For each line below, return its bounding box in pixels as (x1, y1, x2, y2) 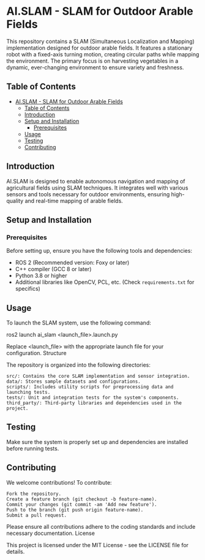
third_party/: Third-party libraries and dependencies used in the (6, 400, 182, 406)
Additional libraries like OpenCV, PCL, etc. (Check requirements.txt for (15, 278, 195, 286)
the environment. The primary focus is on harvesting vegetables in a (6, 57, 179, 64)
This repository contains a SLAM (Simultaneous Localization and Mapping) (6, 37, 195, 45)
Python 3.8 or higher (15, 272, 67, 280)
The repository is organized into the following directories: (6, 361, 151, 369)
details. (6, 548, 25, 555)
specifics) (15, 285, 41, 293)
